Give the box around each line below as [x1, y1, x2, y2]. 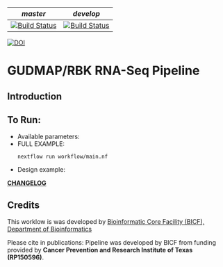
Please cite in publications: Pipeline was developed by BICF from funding [7, 238, 217, 247]
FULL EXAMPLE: [17, 140, 65, 148]
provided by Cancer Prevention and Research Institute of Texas [7, 246, 193, 254]
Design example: [17, 165, 66, 174]
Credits [7, 199, 40, 211]
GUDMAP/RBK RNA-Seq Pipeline [7, 63, 200, 79]
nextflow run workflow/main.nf [17, 153, 108, 161]
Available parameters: [17, 132, 80, 141]
